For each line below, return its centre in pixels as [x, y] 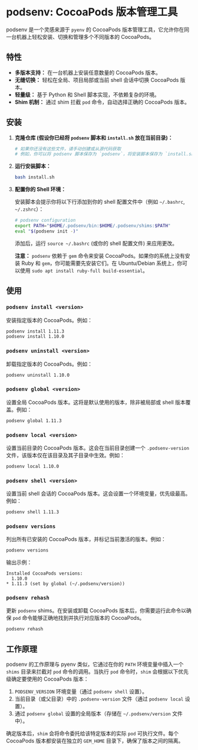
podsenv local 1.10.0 [33, 466]
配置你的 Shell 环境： [40, 190]
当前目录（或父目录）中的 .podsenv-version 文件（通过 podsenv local [99, 699]
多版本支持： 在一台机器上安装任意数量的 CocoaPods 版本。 [88, 72]
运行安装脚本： [33, 166]
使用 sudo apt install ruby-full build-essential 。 [84, 270]
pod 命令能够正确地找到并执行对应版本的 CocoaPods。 [79, 618]
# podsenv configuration [45, 220]
